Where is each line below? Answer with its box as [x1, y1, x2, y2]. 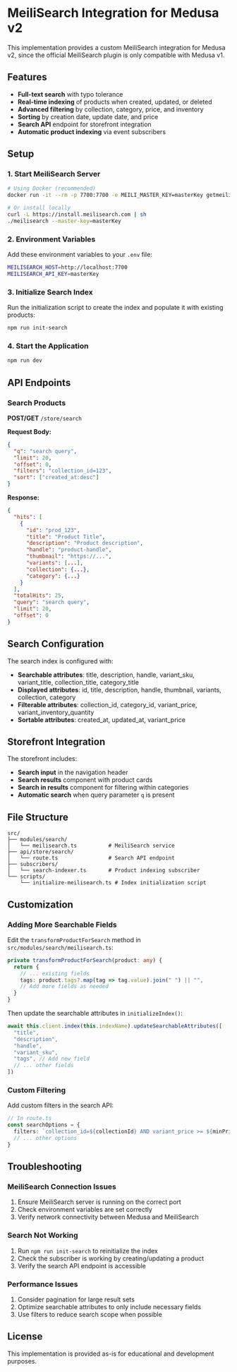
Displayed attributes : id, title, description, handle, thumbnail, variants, [17, 685, 222, 694]
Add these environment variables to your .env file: [7, 251, 153, 259]
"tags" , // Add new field [13, 1055, 90, 1063]
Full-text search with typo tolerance [17, 90, 123, 98]
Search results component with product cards [17, 776, 153, 784]
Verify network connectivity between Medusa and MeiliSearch [17, 1212, 199, 1222]
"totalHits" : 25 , [13, 592, 65, 599]
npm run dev [7, 357, 42, 364]
